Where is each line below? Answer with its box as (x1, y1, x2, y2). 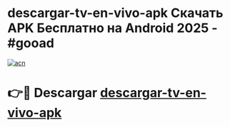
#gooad (7, 35, 55, 51)
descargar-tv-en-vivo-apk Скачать (7, 5, 224, 21)
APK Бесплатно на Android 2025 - (7, 20, 218, 36)
